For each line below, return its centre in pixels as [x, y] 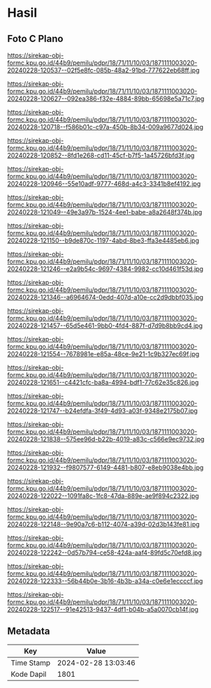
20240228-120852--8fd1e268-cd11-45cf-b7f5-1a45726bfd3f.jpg [101, 155]
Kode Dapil [29, 674]
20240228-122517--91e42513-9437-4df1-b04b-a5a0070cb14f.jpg [103, 609]
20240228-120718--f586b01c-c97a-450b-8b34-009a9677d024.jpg [105, 127]
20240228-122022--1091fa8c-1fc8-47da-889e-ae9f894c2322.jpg [103, 496]
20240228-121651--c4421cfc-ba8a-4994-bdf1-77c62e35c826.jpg [103, 382]
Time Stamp [31, 663]
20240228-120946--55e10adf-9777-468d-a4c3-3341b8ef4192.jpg [104, 184]
